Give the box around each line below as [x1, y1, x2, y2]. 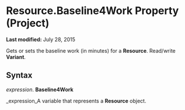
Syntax [6, 70, 33, 80]
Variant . [6, 53, 26, 60]
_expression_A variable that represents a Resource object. [6, 97, 146, 104]
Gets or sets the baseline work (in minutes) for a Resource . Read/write [6, 47, 176, 54]
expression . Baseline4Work [6, 86, 74, 93]
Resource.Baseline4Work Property [6, 4, 179, 18]
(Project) [6, 16, 50, 30]
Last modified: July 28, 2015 [6, 36, 76, 43]
